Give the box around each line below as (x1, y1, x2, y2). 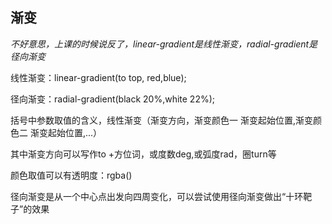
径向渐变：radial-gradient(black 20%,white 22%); (10, 93, 216, 105)
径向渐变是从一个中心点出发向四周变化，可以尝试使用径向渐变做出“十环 (10, 190, 304, 202)
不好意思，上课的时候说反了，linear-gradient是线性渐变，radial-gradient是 (10, 38, 318, 50)
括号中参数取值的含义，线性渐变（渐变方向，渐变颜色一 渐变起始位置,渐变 (10, 114, 313, 126)
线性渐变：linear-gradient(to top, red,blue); (10, 71, 187, 83)
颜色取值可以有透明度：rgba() (10, 169, 133, 181)
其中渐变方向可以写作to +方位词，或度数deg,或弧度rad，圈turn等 (10, 148, 277, 160)
